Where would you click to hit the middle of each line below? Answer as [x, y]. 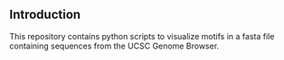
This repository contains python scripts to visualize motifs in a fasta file [142, 36]
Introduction [45, 15]
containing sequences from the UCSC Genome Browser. [114, 46]
